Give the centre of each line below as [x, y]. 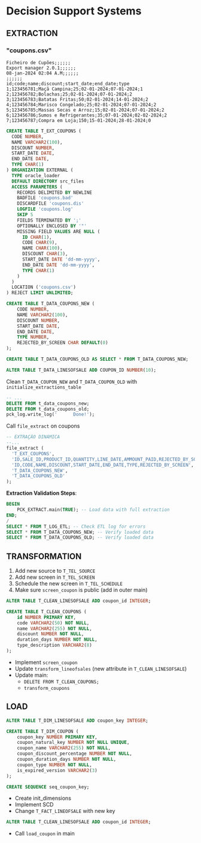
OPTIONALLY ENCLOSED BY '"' [52, 226]
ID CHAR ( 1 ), [37, 237]
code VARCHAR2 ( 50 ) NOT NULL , [53, 623]
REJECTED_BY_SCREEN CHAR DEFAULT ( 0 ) [63, 343]
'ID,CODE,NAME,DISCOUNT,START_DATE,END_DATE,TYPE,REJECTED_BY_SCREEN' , [103, 465]
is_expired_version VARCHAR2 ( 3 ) [57, 770]
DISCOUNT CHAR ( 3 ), [45, 254]
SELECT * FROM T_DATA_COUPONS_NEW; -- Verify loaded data [80, 532]
